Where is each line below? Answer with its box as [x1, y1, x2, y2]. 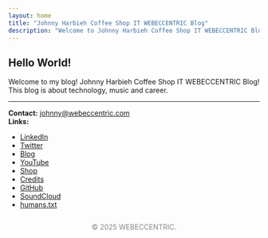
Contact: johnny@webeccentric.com [8, 108, 130, 118]
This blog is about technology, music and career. [8, 85, 169, 96]
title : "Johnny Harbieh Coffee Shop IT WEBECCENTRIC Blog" [8, 19, 209, 27]
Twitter [19, 141, 44, 150]
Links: [8, 117, 30, 127]
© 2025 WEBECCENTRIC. [91, 222, 177, 232]
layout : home [8, 11, 52, 20]
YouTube [19, 158, 49, 167]
